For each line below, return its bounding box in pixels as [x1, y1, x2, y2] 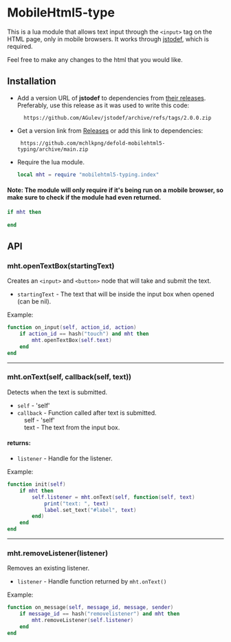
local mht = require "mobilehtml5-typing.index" [16, 171, 159, 178]
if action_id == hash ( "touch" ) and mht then [19, 330, 149, 338]
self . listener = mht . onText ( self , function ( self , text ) [32, 493, 195, 500]
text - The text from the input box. [23, 423, 120, 431]
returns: [7, 439, 31, 447]
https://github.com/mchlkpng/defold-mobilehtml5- [20, 140, 166, 147]
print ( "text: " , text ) [43, 500, 109, 507]
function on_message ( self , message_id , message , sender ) [7, 604, 174, 611]
